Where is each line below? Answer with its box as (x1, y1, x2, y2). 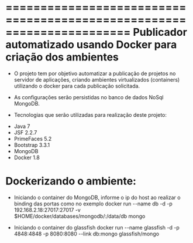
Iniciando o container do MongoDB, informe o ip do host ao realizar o (13, 194, 181, 201)
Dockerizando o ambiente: (5, 174, 137, 188)
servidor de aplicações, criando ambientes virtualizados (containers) (13, 76, 180, 83)
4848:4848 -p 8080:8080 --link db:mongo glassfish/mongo (13, 230, 159, 237)
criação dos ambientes (5, 50, 119, 64)
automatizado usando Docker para (5, 38, 177, 52)
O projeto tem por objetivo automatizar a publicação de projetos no (13, 70, 176, 77)
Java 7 (13, 123, 30, 130)
